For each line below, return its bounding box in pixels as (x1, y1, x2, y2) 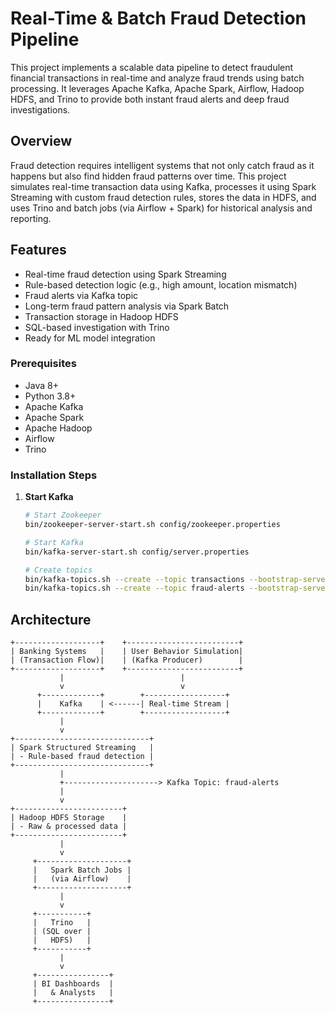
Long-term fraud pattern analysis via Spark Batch (24, 300, 230, 312)
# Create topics (24, 565, 93, 575)
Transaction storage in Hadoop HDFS (24, 310, 179, 322)
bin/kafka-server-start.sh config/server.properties (24, 547, 250, 557)
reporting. (10, 212, 52, 224)
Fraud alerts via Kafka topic (24, 289, 139, 301)
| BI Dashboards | (32, 979, 114, 989)
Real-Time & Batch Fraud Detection (10, 7, 307, 30)
